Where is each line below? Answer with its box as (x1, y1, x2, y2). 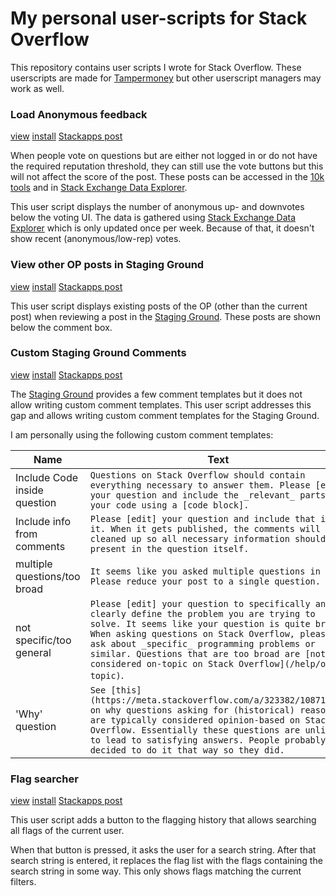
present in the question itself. (89, 543, 250, 554)
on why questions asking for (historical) (89, 704, 296, 716)
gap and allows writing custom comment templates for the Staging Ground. (10, 409, 320, 421)
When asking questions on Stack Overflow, (89, 628, 296, 639)
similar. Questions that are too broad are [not (89, 648, 327, 659)
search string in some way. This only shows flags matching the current (10, 865, 302, 877)
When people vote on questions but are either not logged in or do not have (10, 150, 318, 162)
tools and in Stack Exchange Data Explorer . (10, 182, 188, 194)
